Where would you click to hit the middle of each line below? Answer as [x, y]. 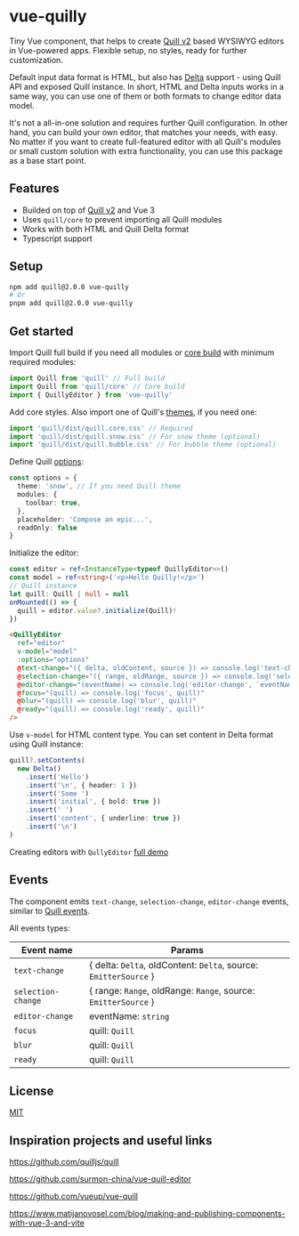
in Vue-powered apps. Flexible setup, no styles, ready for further [128, 50]
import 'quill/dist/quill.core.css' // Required [101, 428]
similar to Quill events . [50, 910]
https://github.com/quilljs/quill [64, 1162]
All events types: [40, 928]
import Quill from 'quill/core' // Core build [97, 386]
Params [187, 949]
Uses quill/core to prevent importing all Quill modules [122, 219]
